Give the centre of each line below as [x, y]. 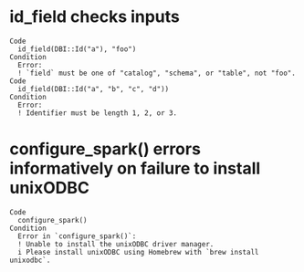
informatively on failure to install [135, 168]
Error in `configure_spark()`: [77, 236]
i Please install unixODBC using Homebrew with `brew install [138, 252]
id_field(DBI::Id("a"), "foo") [77, 49]
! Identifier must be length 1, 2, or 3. [98, 113]
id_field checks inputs [95, 17]
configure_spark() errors [105, 149]
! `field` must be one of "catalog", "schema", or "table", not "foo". [157, 73]
